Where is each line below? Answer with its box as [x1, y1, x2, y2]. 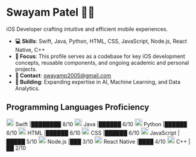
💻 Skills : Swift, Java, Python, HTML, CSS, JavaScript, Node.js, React [14, 37, 188, 45]
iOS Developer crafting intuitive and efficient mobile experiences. [6, 25, 168, 33]
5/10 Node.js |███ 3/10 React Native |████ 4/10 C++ [26, 138, 188, 145]
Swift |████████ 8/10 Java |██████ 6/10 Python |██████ [14, 120, 188, 127]
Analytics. [14, 85, 40, 92]
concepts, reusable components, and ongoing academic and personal [14, 59, 189, 66]
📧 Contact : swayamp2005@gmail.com [14, 72, 112, 79]
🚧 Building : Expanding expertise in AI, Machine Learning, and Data [14, 78, 181, 85]
